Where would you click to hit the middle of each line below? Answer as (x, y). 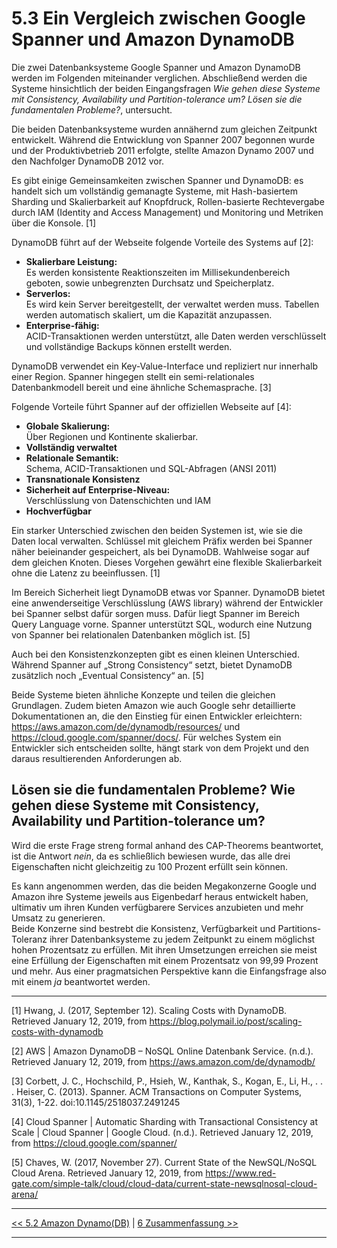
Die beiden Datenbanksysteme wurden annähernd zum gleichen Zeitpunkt (164, 129)
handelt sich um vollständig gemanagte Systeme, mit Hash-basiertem (154, 191)
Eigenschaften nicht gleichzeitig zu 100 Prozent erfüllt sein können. (150, 866)
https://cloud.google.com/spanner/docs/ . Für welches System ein (146, 737)
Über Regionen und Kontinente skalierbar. (112, 436)
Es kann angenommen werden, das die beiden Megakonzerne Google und (164, 886)
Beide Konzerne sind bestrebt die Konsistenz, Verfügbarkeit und (143, 928)
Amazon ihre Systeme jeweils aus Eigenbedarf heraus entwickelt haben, (160, 896)
